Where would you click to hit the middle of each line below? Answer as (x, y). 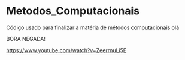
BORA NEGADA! (26, 39)
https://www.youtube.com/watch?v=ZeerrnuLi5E (66, 50)
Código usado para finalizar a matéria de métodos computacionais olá (93, 27)
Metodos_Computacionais (73, 11)
